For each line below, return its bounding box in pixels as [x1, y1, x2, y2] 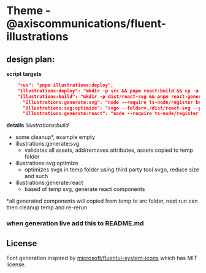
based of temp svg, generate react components [24, 185, 145, 193]
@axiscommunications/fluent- [6, 17, 167, 31]
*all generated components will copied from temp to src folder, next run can [6, 197, 198, 205]
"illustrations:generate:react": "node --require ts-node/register [22, 111, 199, 117]
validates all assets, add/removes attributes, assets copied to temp [24, 146, 193, 154]
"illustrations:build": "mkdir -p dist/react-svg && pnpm [17, 93, 169, 100]
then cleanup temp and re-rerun [6, 204, 88, 211]
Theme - [6, 4, 51, 18]
